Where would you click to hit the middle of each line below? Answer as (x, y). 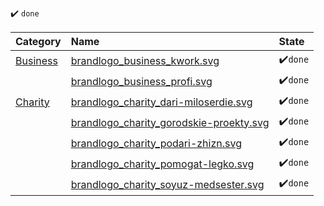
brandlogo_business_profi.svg (141, 81)
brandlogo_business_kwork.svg (145, 60)
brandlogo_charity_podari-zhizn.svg (156, 143)
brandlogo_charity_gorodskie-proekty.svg (170, 122)
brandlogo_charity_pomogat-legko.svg (162, 164)
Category (38, 41)
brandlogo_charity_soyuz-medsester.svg (167, 184)
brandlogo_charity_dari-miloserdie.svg (161, 102)
